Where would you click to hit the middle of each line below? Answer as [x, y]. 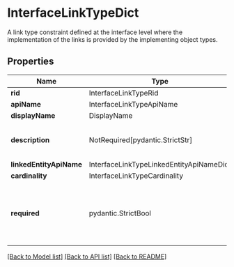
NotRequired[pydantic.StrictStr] [141, 139]
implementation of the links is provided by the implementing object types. [112, 39]
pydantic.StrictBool [120, 213]
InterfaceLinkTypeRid [124, 93]
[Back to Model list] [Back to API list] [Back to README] [87, 257]
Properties [31, 62]
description [30, 139]
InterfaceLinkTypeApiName [133, 104]
